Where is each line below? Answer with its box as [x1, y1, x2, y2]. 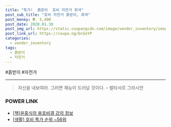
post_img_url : [5, 26, 36, 31]
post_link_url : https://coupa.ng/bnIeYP [5, 31, 93, 36]
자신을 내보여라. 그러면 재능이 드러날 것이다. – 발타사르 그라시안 [17, 85, 144, 91]
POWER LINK [5, 98, 38, 105]
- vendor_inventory [10, 41, 51, 46]
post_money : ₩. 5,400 [5, 17, 51, 22]
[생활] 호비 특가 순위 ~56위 [12, 116, 67, 122]
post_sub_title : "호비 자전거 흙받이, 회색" [5, 12, 91, 17]
